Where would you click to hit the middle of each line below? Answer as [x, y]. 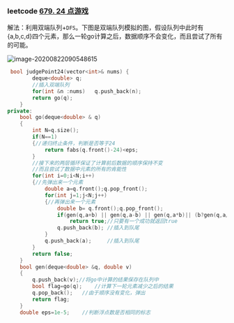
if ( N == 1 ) [45, 137]
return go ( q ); [53, 98]
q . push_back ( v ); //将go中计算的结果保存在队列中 [95, 280]
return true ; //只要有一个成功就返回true [123, 222]
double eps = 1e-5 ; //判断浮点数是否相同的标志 [85, 313]
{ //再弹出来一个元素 [70, 202]
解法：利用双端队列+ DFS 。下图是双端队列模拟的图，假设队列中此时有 [106, 28]
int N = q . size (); [56, 131]
